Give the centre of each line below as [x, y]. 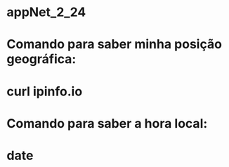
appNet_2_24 [46, 12]
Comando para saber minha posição [115, 45]
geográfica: [41, 59]
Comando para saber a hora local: [107, 123]
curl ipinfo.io [45, 91]
